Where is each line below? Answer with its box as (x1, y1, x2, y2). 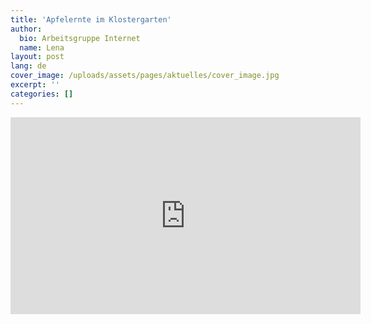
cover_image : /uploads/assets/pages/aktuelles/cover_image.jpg (10, 71, 280, 81)
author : (10, 24, 43, 34)
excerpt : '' (10, 80, 60, 90)
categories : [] (10, 89, 74, 99)
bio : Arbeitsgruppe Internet (19, 33, 141, 43)
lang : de (10, 61, 47, 71)
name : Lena (19, 42, 65, 53)
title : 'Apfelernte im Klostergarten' (10, 14, 172, 25)
